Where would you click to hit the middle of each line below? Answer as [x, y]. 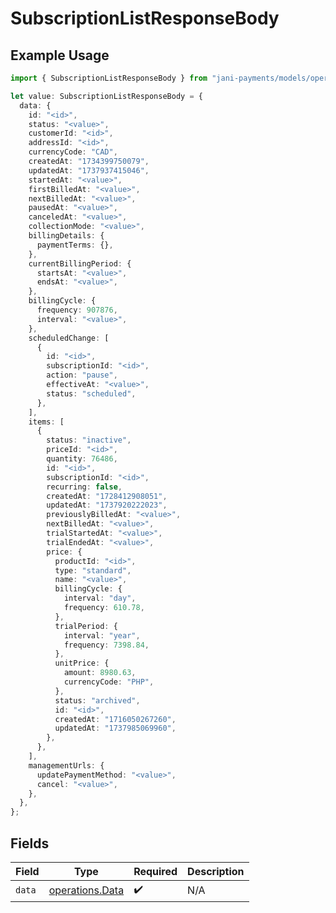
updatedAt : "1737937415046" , [89, 170]
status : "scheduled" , [91, 393]
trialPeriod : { [86, 626]
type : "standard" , [93, 570]
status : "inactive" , [89, 440]
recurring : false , [84, 487]
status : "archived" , [97, 700]
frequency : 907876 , [77, 310]
